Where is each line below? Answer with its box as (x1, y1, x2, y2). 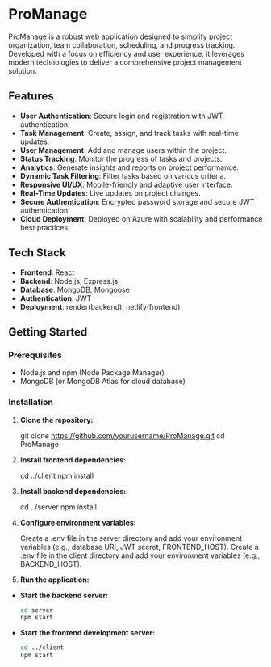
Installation (8, 397, 54, 408)
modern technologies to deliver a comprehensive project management (8, 57, 242, 67)
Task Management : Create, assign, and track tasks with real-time (19, 128, 240, 137)
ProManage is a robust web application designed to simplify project (8, 32, 232, 41)
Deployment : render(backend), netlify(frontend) (19, 302, 181, 311)
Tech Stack (8, 246, 66, 260)
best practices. (19, 222, 70, 232)
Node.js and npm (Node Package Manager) (19, 368, 165, 378)
